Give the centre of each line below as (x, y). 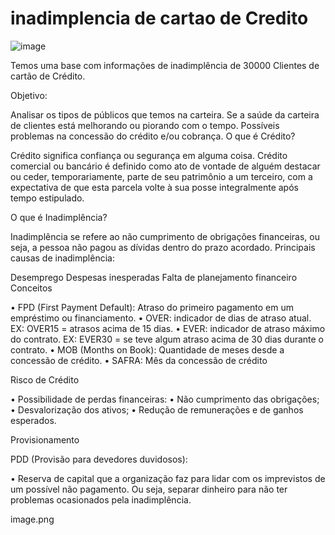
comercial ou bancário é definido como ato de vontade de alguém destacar (165, 166)
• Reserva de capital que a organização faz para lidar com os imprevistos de (168, 478)
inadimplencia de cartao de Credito (159, 18)
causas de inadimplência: (62, 258)
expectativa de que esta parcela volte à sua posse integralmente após (154, 187)
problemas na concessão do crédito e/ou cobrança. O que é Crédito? (153, 136)
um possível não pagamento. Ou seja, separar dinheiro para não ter (149, 489)
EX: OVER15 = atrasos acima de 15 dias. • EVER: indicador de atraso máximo (168, 328)
